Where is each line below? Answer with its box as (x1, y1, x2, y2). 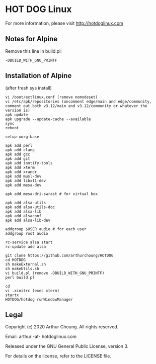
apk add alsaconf (5, 213, 42, 218)
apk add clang (5, 147, 35, 152)
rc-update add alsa (5, 244, 46, 249)
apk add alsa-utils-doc (5, 205, 55, 210)
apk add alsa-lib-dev (5, 218, 51, 223)
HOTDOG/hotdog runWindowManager (5, 297, 73, 302)
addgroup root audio (5, 231, 49, 236)
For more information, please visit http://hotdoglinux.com (5, 20, 123, 26)
